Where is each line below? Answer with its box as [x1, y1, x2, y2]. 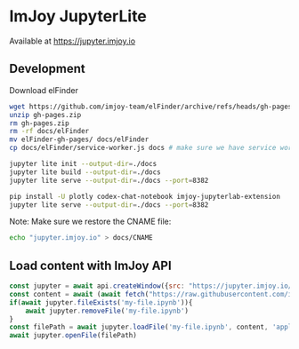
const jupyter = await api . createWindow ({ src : [9, 282, 185, 290]
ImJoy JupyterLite [9, 6, 147, 27]
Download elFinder [9, 84, 78, 95]
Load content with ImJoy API [9, 258, 172, 273]
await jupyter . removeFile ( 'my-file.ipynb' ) [25, 306, 190, 315]
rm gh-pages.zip [9, 118, 69, 128]
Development [9, 61, 86, 76]
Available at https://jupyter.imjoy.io [9, 36, 136, 46]
